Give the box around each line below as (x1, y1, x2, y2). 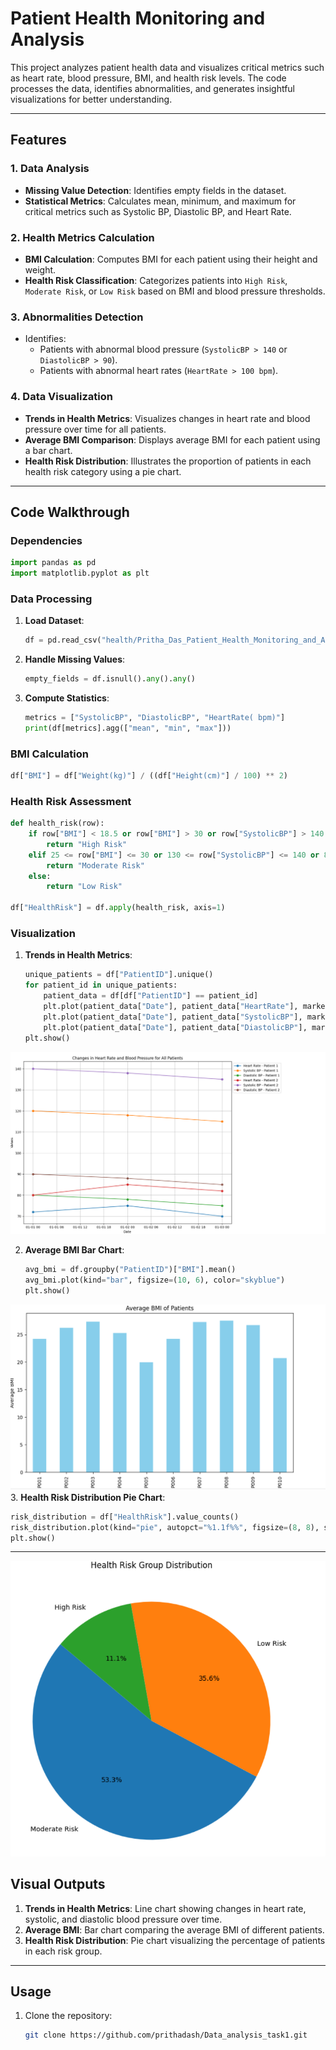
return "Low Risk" (46, 882, 123, 892)
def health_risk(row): (10, 818, 105, 829)
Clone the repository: (24, 2010, 113, 2022)
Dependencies (10, 533, 83, 547)
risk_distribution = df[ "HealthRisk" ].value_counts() (10, 1512, 240, 1522)
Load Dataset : (24, 615, 85, 627)
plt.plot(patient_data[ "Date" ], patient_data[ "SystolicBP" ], (43, 1012, 303, 1022)
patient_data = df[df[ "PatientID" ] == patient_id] (43, 991, 259, 1001)
